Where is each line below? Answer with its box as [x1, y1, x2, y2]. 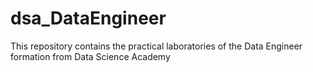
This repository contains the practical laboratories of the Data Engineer [10, 40, 303, 52]
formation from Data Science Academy [10, 50, 171, 62]
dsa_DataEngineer [10, 7, 167, 30]
